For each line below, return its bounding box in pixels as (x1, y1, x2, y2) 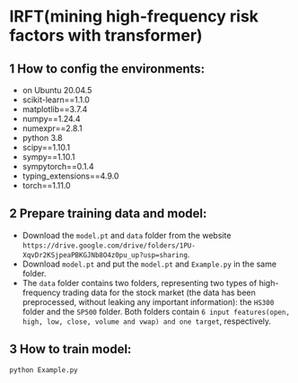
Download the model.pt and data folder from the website (22, 230, 232, 240)
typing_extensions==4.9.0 (22, 170, 119, 181)
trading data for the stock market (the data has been (62, 287, 256, 298)
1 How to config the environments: (9, 61, 206, 76)
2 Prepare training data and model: (9, 206, 207, 222)
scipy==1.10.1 (22, 142, 70, 152)
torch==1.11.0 (22, 180, 71, 190)
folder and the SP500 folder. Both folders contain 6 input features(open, (22, 306, 290, 317)
